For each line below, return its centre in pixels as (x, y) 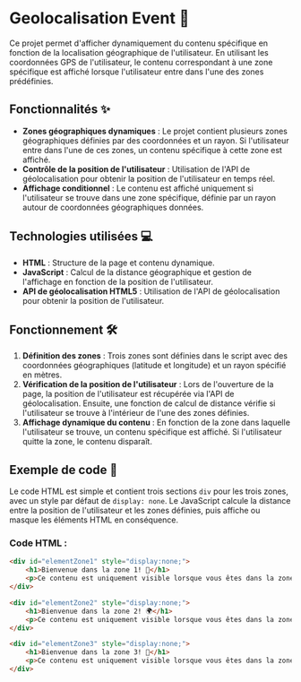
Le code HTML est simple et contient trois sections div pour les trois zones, (149, 491)
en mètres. (42, 375)
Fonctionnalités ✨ (60, 110)
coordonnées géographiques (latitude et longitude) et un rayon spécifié (154, 366)
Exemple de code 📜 (64, 470)
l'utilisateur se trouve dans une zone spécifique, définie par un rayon (149, 197)
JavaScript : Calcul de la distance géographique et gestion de (137, 272)
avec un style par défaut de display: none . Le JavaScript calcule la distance (150, 501)
